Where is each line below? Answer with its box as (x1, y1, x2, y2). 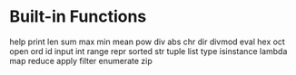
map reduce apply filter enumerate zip (9, 55, 153, 66)
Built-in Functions (9, 6, 147, 27)
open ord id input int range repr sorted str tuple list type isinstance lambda (9, 45, 288, 56)
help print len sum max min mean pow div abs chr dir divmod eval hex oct (9, 36, 286, 47)
